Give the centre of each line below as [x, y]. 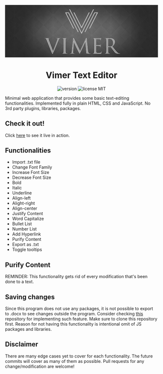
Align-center [24, 208]
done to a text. [19, 282]
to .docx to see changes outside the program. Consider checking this [74, 314]
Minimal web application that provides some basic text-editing [67, 98]
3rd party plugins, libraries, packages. [43, 108]
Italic [17, 188]
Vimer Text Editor [81, 75]
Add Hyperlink [26, 234]
